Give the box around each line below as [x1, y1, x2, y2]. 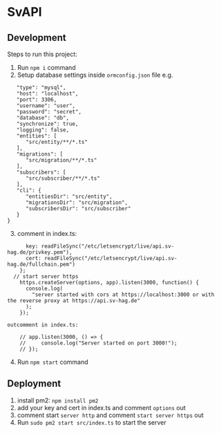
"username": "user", [16, 102, 76, 109]
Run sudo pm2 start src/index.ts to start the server [17, 418, 167, 426]
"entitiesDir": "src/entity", [25, 193, 113, 200]
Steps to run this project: [7, 50, 77, 58]
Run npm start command [17, 358, 88, 366]
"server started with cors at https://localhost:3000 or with [32, 291, 215, 298]
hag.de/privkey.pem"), [7, 249, 73, 256]
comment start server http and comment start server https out [17, 411, 204, 419]
